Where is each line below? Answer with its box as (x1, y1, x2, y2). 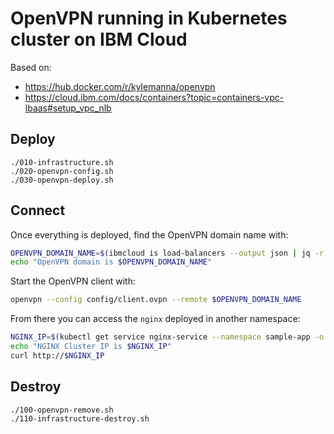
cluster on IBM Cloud (10, 28, 188, 51)
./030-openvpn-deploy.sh (10, 175, 114, 185)
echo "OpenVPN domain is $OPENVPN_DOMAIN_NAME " (10, 257, 213, 267)
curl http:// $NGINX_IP (10, 350, 105, 361)
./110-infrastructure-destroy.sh (10, 413, 150, 424)
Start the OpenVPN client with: (10, 275, 137, 287)
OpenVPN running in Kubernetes (10, 7, 288, 30)
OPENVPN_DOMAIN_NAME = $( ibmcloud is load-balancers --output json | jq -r (10, 248, 325, 258)
